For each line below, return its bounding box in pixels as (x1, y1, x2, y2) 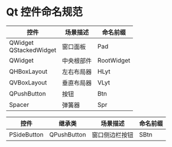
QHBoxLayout (9, 67, 48, 76)
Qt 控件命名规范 (6, 5, 83, 19)
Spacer (9, 100, 30, 109)
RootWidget (97, 56, 131, 64)
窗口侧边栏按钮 (91, 130, 134, 139)
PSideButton (9, 130, 44, 139)
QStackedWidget (9, 45, 57, 54)
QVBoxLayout (9, 78, 47, 86)
